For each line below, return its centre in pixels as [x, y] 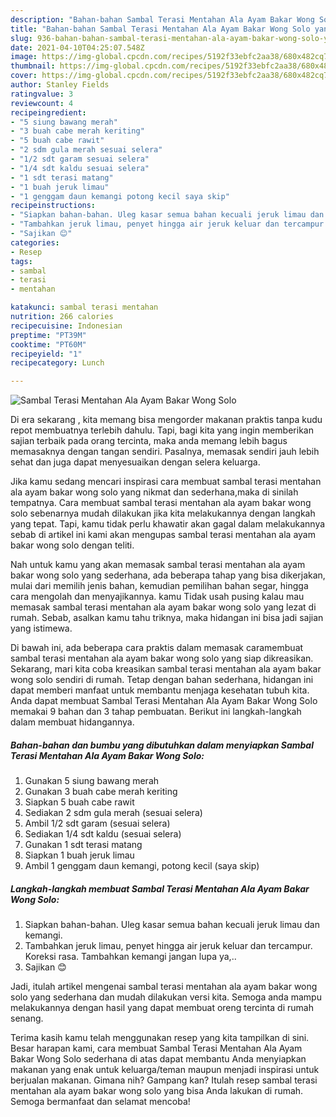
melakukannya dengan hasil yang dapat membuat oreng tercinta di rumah [162, 1008]
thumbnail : [33, 66]
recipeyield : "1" [46, 354]
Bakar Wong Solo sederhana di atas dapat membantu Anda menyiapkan [158, 1059]
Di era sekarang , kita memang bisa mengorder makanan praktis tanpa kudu [166, 420]
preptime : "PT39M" [48, 335]
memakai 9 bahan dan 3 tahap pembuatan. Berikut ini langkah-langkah [156, 712]
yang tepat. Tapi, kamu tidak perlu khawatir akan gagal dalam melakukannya [168, 524]
